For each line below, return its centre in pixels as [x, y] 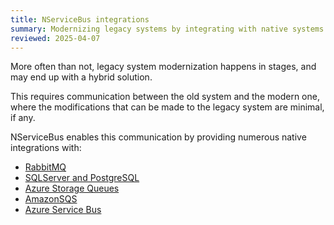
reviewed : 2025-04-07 [55, 38]
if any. [23, 118]
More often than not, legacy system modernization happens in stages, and [163, 67]
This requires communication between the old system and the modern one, [165, 97]
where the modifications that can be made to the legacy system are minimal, [167, 107]
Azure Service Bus [63, 210]
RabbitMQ [45, 167]
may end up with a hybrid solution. [81, 77]
